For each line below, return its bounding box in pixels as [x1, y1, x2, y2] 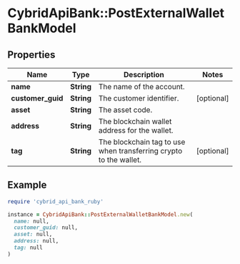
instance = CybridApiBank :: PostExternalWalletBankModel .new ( [7, 210, 194, 218]
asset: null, [14, 230, 53, 238]
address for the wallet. [98, 126, 174, 135]
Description [124, 70, 164, 79]
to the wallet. [98, 155, 141, 165]
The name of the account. [98, 82, 185, 91]
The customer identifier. [98, 93, 179, 103]
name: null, [14, 218, 50, 225]
